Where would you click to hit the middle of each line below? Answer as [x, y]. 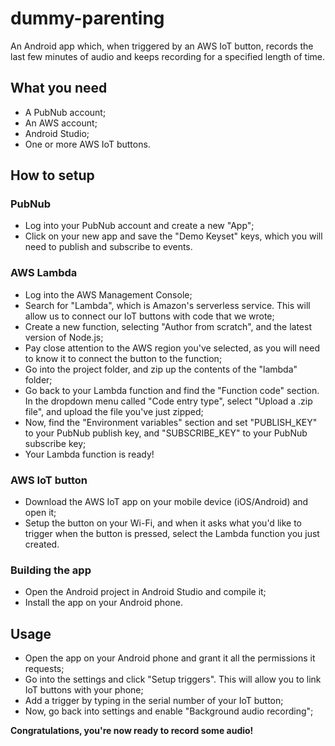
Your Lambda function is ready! [89, 454]
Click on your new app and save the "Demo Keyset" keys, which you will [173, 236]
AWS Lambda [44, 273]
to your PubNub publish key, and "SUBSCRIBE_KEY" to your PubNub [166, 433]
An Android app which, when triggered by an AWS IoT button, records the [162, 46]
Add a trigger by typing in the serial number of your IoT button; [154, 701]
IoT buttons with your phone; [84, 690]
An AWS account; [61, 123]
